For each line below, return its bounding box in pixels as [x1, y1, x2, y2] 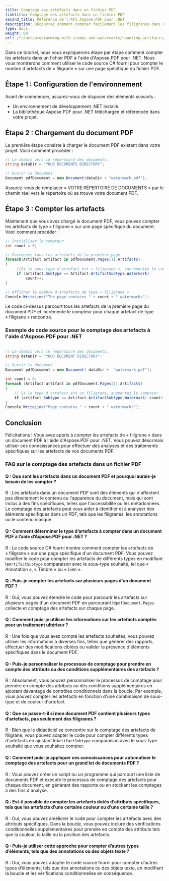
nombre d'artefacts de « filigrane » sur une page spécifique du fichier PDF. [5, 65, 161, 71]
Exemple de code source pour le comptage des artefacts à [5, 326, 150, 334]
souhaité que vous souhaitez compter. [5, 743, 84, 749]
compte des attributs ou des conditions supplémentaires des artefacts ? [5, 666, 159, 672]
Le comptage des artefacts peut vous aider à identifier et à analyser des [5, 506, 155, 512]
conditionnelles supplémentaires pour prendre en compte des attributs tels [5, 826, 160, 832]
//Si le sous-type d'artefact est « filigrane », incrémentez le [16, 266, 156, 271]
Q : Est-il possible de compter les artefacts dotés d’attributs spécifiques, [5, 799, 160, 805]
